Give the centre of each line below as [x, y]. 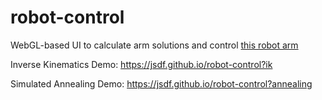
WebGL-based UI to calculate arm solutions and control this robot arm [154, 45]
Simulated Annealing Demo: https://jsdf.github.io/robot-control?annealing [161, 83]
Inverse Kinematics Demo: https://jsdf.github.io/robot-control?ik [141, 64]
